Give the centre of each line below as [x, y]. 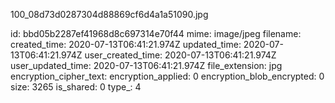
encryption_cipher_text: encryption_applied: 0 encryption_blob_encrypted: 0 [167, 76]
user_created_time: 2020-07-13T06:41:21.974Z [180, 55]
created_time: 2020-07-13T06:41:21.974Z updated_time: [126, 44]
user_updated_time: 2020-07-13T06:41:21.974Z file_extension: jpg [146, 65]
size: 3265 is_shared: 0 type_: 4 [76, 87]
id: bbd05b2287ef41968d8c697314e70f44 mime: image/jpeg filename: [156, 33]
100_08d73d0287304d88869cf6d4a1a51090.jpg [109, 14]
